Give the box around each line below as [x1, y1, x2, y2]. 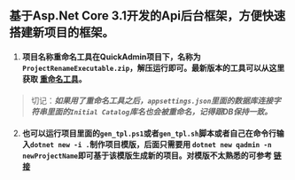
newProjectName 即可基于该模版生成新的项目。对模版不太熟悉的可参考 [21, 150, 273, 161]
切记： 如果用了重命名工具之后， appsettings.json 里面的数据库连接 [30, 95, 274, 106]
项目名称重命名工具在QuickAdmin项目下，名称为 [21, 51, 201, 62]
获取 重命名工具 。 [21, 74, 87, 84]
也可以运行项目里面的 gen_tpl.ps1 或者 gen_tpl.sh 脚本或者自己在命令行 [21, 128, 277, 139]
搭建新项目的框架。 [9, 25, 114, 40]
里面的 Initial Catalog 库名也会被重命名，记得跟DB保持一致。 [46, 106, 273, 117]
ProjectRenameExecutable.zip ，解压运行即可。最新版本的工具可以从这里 [21, 62, 285, 73]
